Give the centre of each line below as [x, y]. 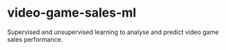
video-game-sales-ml [72, 13]
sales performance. [35, 39]
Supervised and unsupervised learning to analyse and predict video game [113, 32]
